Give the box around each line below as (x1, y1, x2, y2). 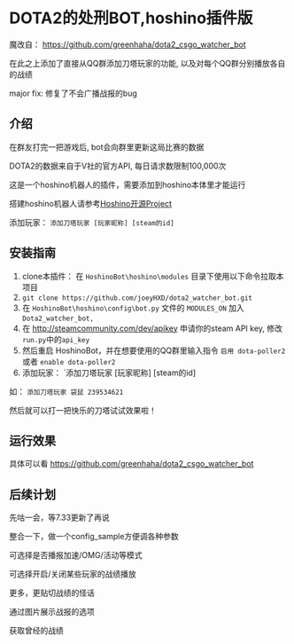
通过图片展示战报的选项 (9, 607, 95, 617)
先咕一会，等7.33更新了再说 (9, 512, 111, 523)
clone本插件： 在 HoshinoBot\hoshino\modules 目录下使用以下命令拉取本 (21, 271, 284, 281)
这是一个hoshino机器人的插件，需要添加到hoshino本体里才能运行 (9, 179, 246, 190)
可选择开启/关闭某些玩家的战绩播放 (9, 569, 137, 579)
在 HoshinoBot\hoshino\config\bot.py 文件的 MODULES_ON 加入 (21, 302, 245, 313)
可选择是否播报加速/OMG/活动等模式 (9, 550, 143, 561)
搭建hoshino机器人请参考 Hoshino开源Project (9, 198, 173, 208)
